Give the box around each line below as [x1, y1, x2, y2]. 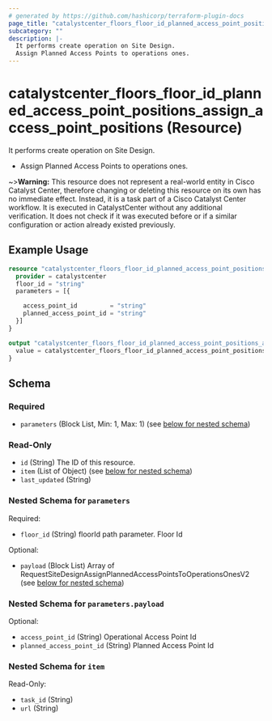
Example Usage [8, 244, 89, 257]
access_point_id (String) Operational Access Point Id [19, 632, 197, 642]
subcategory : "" [8, 27, 63, 35]
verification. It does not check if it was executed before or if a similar [8, 211, 237, 221]
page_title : [8, 19, 49, 28]
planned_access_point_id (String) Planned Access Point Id [19, 640, 215, 650]
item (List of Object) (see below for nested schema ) [19, 466, 193, 476]
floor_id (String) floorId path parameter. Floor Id [19, 529, 183, 539]
